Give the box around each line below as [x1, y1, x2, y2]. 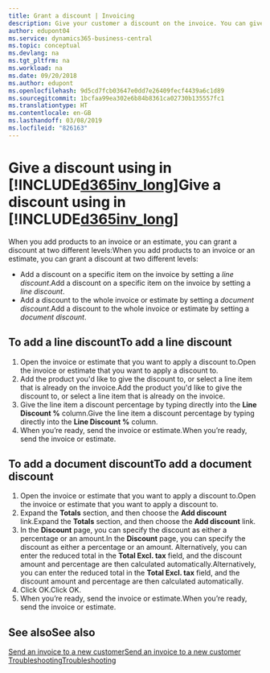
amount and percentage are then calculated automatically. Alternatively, [19, 559, 256, 569]
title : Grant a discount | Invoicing [8, 11, 135, 20]
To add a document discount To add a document [8, 456, 252, 471]
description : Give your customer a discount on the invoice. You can [8, 19, 247, 27]
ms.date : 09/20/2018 [8, 72, 78, 80]
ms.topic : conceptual [8, 42, 81, 50]
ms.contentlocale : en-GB [8, 109, 92, 118]
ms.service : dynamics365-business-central [8, 34, 153, 43]
